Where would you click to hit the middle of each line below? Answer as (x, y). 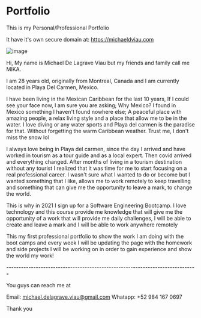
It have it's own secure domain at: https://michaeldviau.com (80, 39)
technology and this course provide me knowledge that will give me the (94, 211)
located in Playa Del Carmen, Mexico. (52, 87)
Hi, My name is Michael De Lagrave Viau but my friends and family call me (98, 63)
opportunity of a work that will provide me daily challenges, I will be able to (99, 218)
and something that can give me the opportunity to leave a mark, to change (99, 187)
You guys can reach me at (38, 285)
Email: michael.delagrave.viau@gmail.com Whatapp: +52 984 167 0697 (94, 297)
